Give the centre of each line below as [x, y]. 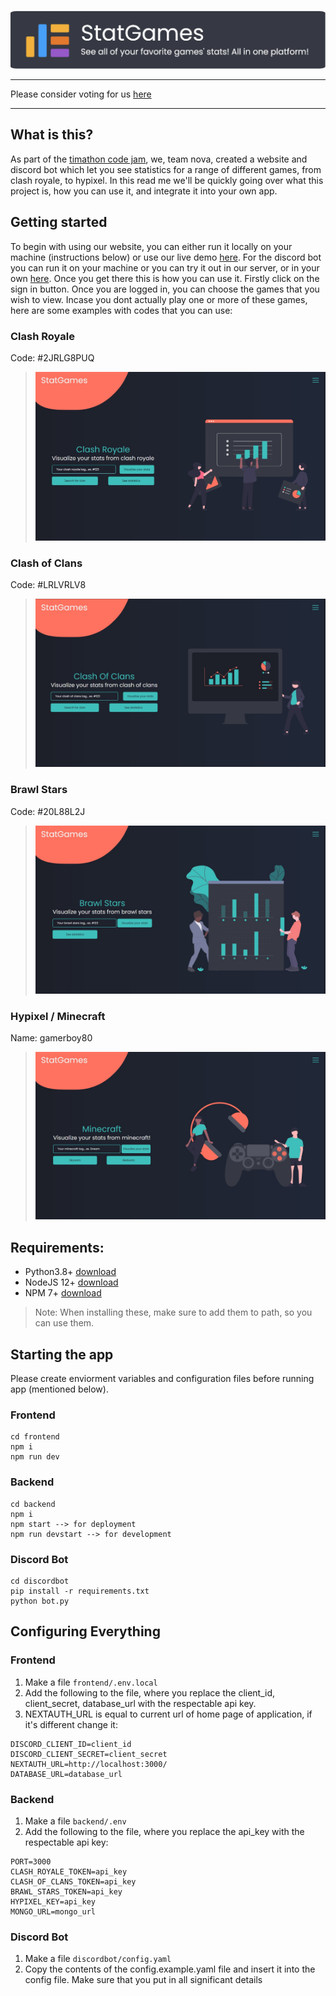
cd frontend [35, 1437]
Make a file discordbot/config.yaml [98, 1959]
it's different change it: [71, 1724]
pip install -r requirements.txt [80, 1591]
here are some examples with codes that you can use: [121, 310]
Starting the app [62, 1354]
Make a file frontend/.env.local [91, 1682]
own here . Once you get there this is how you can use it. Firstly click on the [165, 278]
